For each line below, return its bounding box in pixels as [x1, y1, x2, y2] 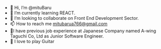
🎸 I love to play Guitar [10, 39, 54, 44]
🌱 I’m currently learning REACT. [10, 10, 75, 16]
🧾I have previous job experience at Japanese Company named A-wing [10, 28, 156, 34]
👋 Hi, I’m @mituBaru [10, 5, 52, 10]
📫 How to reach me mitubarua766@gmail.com [10, 21, 108, 27]
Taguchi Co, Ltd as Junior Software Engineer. [10, 33, 104, 39]
